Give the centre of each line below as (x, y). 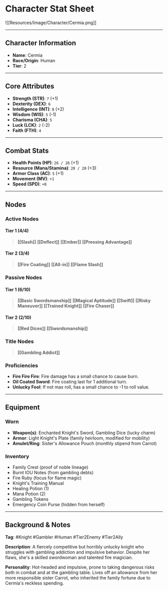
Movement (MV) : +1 (33, 179)
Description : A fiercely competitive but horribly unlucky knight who (74, 546)
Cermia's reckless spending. (34, 583)
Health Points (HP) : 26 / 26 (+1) (45, 163)
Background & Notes (38, 525)
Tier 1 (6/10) (18, 289)
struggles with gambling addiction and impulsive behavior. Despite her (77, 552)
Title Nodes (19, 341)
